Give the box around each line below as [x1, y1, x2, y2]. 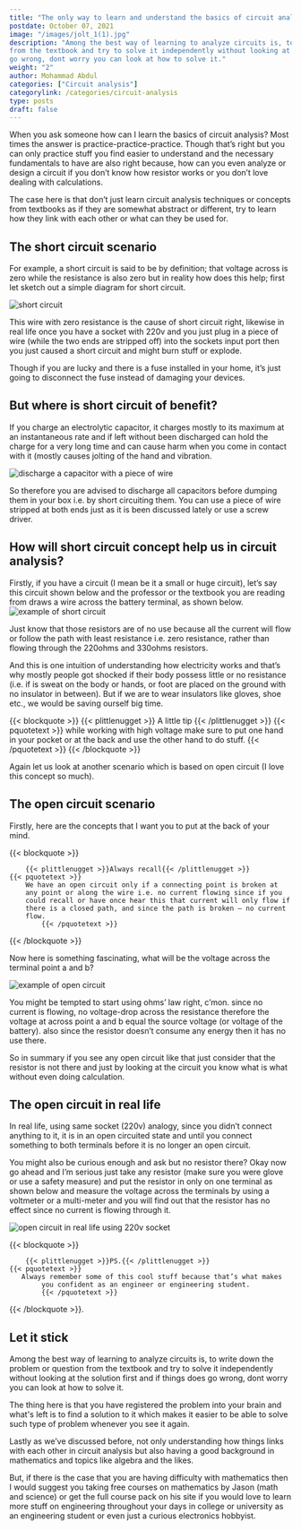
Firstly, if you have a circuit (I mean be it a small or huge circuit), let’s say [9, 577, 278, 588]
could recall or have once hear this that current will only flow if [25, 896, 291, 905]
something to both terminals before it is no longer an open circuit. [9, 1139, 251, 1151]
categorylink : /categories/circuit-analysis [9, 88, 178, 97]
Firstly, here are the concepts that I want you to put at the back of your [9, 821, 271, 831]
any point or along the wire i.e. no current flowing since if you [25, 888, 282, 897]
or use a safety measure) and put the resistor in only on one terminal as [9, 1176, 273, 1187]
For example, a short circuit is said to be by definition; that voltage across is [9, 263, 288, 274]
